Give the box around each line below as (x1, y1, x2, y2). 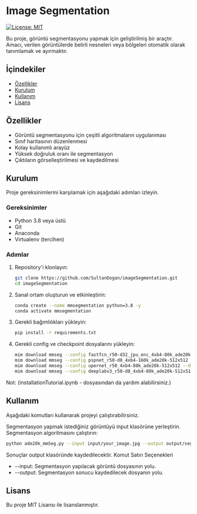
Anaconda (14, 229, 40, 236)
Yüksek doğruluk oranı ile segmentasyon (14, 150, 113, 157)
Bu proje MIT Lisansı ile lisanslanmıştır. (6, 501, 100, 509)
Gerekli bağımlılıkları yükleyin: (14, 318, 87, 325)
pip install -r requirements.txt (14, 330, 97, 336)
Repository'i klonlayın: (14, 263, 69, 271)
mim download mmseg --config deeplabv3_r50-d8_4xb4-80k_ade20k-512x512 (14, 368, 193, 374)
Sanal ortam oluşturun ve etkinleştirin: (14, 291, 107, 298)
